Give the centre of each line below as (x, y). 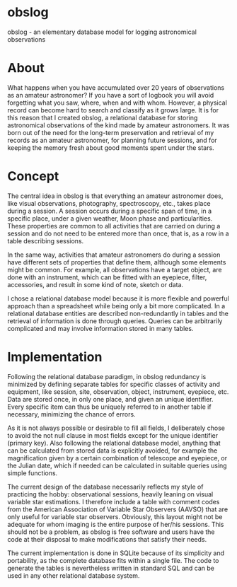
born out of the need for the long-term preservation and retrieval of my (111, 132)
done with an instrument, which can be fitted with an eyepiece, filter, (107, 277)
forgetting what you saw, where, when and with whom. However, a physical (117, 103)
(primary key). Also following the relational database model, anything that (114, 443)
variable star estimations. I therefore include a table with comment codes (114, 501)
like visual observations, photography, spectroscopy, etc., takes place (109, 203)
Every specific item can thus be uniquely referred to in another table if (109, 407)
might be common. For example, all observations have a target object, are (115, 269)
